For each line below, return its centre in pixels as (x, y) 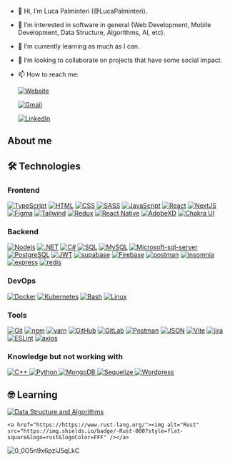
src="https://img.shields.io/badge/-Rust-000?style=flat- (95, 431)
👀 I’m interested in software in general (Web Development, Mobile (114, 25)
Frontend (24, 190)
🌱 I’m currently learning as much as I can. (79, 46)
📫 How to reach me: (48, 74)
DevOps (22, 281)
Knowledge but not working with (65, 356)
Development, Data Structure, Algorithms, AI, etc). (91, 32)
